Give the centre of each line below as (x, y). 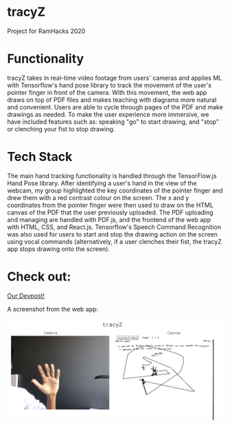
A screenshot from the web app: (53, 309)
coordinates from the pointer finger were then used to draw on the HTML (111, 205)
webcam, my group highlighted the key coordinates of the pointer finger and (115, 190)
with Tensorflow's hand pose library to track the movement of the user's (109, 85)
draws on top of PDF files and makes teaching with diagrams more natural (112, 100)
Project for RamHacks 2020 (46, 31)
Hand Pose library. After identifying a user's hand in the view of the (102, 183)
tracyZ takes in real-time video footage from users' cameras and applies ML (115, 78)
